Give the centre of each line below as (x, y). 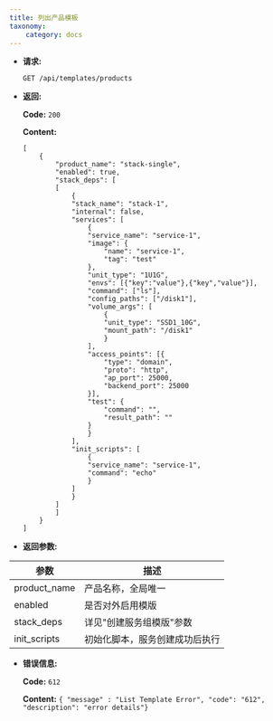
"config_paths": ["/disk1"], (142, 299)
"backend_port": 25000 (146, 386)
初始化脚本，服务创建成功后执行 (152, 640)
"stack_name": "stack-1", (120, 204)
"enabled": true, (88, 173)
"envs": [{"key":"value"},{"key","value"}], (173, 283)
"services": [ (98, 220)
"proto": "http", (136, 370)
